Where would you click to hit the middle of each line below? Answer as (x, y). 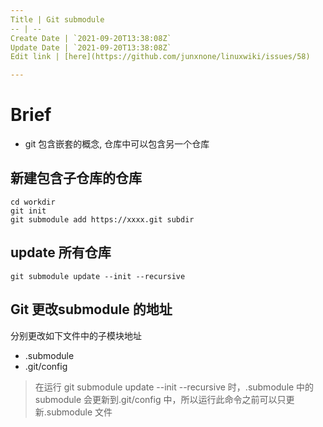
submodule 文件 (79, 412)
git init (28, 211)
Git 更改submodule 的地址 (91, 309)
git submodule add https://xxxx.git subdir (102, 219)
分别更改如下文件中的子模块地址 (76, 335)
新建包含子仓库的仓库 (76, 178)
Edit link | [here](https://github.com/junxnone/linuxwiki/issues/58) (160, 57)
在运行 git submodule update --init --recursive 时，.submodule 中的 (174, 387)
